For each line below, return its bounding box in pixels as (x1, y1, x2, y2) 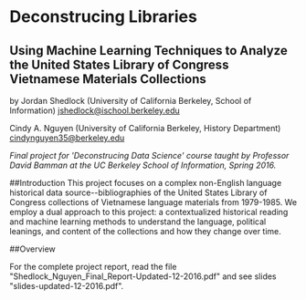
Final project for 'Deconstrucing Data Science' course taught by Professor (9, 150, 290, 160)
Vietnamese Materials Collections (9, 71, 207, 87)
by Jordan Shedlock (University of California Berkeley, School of (9, 96, 252, 106)
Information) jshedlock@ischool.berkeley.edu (9, 105, 180, 116)
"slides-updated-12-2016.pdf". (9, 281, 124, 291)
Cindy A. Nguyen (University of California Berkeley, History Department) (9, 123, 281, 133)
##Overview (9, 243, 57, 254)
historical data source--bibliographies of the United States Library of (9, 187, 268, 198)
